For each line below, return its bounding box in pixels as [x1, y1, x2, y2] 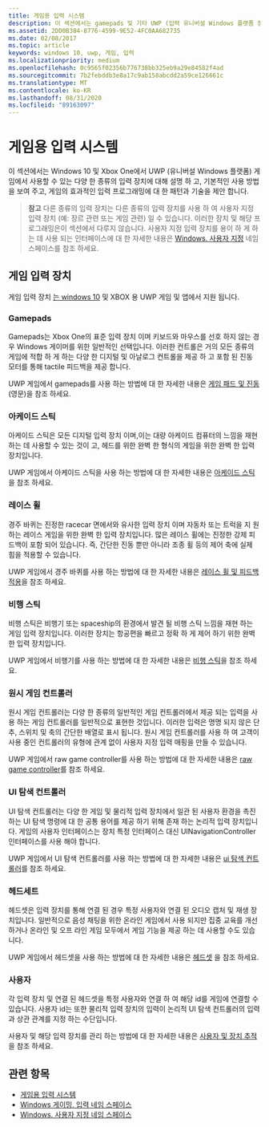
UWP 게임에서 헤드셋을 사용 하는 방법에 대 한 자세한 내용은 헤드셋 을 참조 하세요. [8, 952, 259, 962]
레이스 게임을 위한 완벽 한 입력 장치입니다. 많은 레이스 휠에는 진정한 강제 [22, 529, 247, 539]
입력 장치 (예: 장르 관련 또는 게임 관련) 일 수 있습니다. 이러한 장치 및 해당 [27, 213, 252, 223]
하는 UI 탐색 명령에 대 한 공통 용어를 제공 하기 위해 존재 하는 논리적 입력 [8, 816, 231, 826]
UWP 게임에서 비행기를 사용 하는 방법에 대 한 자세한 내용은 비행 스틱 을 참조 [8, 655, 243, 666]
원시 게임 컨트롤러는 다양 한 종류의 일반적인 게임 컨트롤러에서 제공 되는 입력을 [8, 707, 250, 717]
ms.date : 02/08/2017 [8, 34, 78, 43]
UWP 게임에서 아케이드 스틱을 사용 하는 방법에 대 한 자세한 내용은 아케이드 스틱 [8, 468, 255, 477]
